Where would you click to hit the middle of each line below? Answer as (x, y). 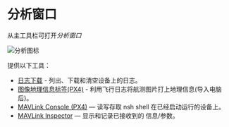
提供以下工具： (29, 65)
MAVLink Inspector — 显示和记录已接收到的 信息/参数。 (98, 115)
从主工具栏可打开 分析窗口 (44, 35)
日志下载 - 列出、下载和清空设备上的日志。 (80, 80)
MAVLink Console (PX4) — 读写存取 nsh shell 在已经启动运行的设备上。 (121, 107)
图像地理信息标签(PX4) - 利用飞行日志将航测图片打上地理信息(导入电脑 (119, 89)
